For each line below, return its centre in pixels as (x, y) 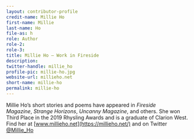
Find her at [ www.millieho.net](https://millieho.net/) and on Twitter (87, 124)
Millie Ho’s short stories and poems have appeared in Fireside (81, 105)
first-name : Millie (30, 22)
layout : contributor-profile (42, 11)
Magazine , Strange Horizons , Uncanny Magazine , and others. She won (93, 111)
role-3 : (16, 50)
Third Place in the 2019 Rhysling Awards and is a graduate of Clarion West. (97, 117)
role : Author (22, 39)
